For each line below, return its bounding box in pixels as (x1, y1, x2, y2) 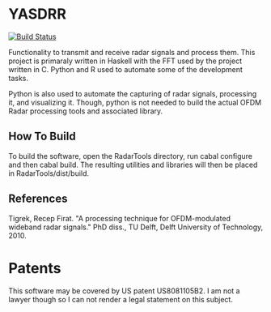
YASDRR (8, 5, 67, 24)
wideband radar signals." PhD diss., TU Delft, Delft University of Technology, (8, 222, 264, 232)
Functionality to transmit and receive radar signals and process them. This (8, 47, 256, 57)
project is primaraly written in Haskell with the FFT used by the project (8, 56, 243, 66)
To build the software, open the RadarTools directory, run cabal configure (8, 151, 253, 160)
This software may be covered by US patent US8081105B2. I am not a (8, 285, 240, 296)
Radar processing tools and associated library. (8, 106, 163, 116)
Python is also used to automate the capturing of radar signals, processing (8, 88, 257, 98)
